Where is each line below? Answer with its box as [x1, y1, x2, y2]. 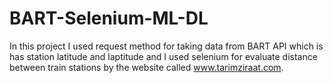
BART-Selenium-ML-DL [9, 7, 209, 30]
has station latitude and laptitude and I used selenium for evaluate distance [9, 50, 318, 62]
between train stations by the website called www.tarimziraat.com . [9, 61, 284, 73]
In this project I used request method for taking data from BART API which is [9, 40, 324, 52]
